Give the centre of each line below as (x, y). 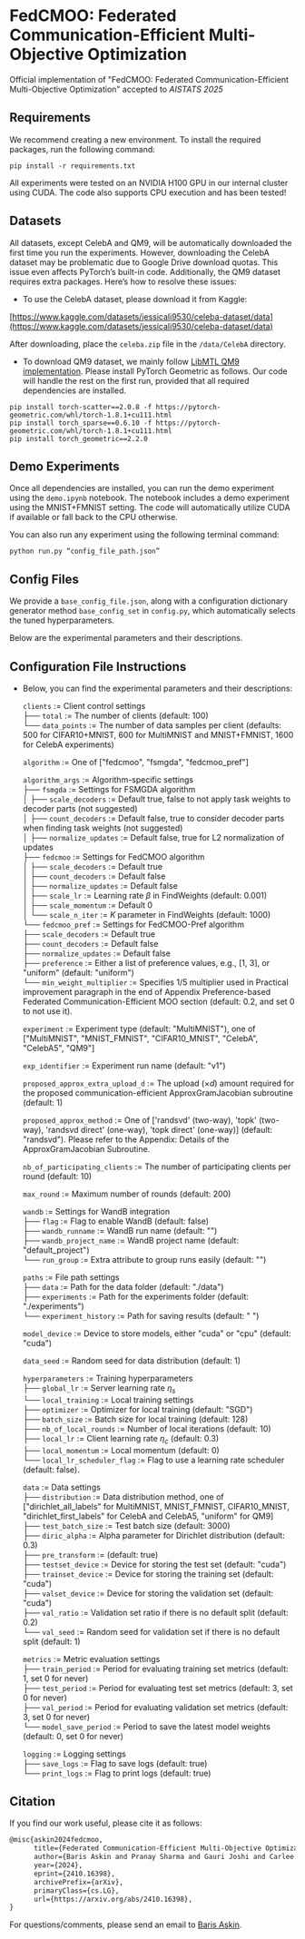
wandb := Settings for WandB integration (96, 1211)
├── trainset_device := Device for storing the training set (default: (148, 1574)
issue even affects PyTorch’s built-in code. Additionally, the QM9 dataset (145, 271)
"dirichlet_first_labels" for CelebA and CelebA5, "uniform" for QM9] (148, 1516)
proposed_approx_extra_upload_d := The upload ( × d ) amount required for (158, 1083)
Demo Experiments (64, 466)
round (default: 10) (57, 1176)
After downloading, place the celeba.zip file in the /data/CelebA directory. (148, 344)
